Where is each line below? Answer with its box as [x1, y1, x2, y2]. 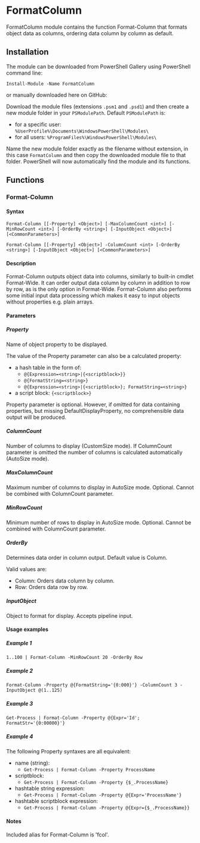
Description [6, 259, 36, 266]
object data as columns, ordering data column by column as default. [6, 29, 174, 36]
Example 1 [6, 640, 32, 647]
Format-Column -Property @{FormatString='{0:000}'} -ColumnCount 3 [6, 682, 178, 688]
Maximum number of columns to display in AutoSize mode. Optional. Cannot [6, 483, 194, 491]
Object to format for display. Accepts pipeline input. [6, 612, 133, 619]
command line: [6, 69, 43, 76]
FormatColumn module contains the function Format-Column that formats [6, 23, 187, 30]
